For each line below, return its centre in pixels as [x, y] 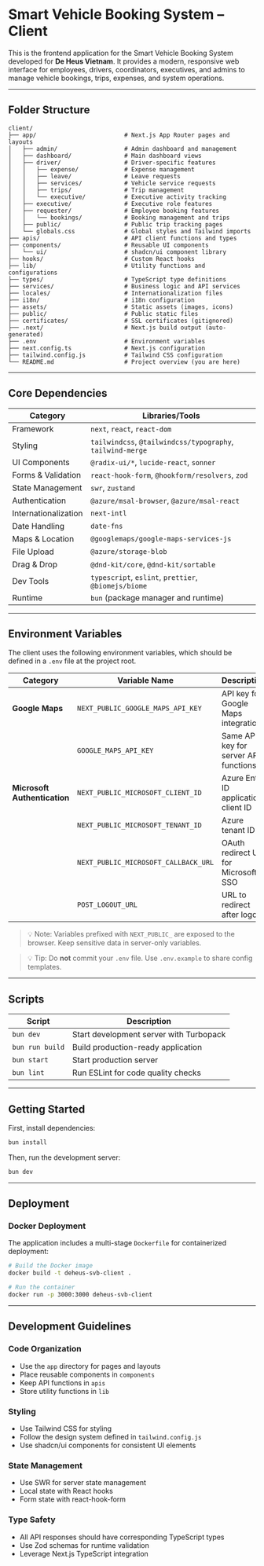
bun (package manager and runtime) [157, 597]
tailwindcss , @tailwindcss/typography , [162, 442]
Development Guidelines [70, 1327]
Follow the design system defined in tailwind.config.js [110, 1436]
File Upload [33, 552]
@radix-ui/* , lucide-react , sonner [153, 462]
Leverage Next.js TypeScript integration [84, 1553]
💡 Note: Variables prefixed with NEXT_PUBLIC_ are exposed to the [131, 934]
